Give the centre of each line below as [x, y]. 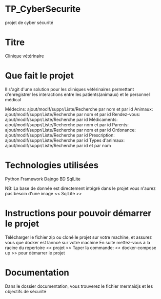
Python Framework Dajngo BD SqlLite [43, 179]
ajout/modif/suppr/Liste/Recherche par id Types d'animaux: [65, 140]
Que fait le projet [40, 76]
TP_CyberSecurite [43, 9]
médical [13, 99]
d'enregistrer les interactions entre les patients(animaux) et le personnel [78, 94]
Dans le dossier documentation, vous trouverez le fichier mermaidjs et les [79, 286]
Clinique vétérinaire [25, 56]
